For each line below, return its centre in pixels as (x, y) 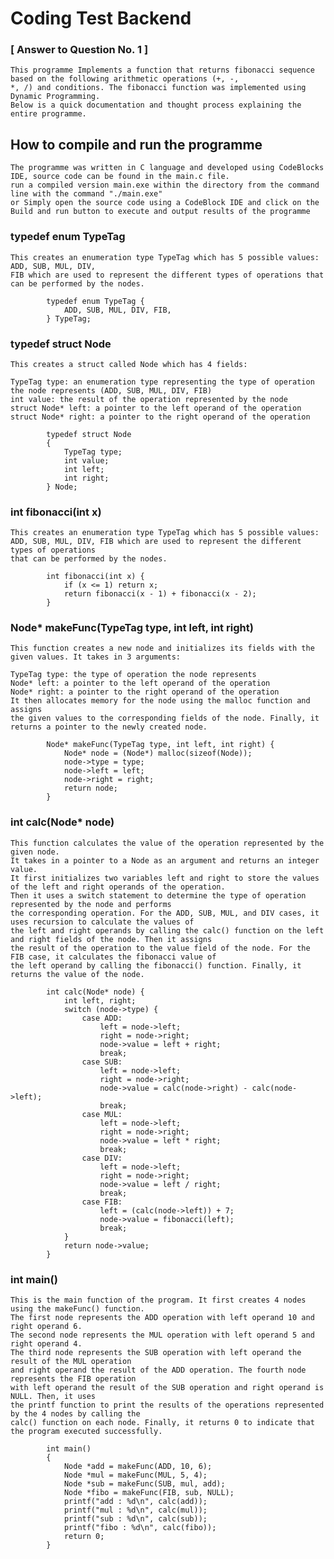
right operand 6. (46, 1327)
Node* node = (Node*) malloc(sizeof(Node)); (158, 753)
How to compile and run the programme (136, 144)
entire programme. (48, 114)
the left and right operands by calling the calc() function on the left (167, 930)
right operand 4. (46, 1344)
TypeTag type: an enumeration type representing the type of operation (162, 382)
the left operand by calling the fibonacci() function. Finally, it (156, 965)
